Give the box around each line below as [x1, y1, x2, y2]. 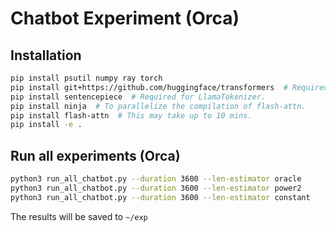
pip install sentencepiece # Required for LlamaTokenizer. [10, 92, 267, 102]
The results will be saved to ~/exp [10, 210, 148, 222]
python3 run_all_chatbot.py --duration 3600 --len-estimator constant [10, 192, 311, 202]
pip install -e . [10, 120, 83, 130]
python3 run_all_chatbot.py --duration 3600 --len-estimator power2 [10, 183, 302, 193]
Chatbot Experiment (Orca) [10, 7, 240, 30]
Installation [10, 47, 82, 64]
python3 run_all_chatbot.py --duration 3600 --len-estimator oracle [10, 174, 302, 184]
